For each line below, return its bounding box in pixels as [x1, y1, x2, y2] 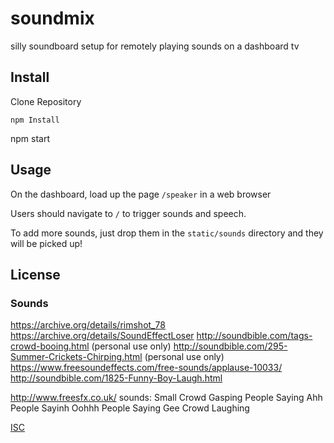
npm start [10, 132, 51, 144]
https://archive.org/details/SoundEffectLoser [10, 330, 195, 342]
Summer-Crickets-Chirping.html [10, 351, 143, 363]
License [10, 266, 61, 283]
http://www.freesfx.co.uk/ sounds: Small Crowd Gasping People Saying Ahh [10, 392, 323, 404]
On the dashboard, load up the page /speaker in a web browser [10, 188, 272, 200]
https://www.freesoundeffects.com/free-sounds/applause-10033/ [10, 362, 283, 374]
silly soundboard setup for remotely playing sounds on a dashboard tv [10, 40, 300, 52]
